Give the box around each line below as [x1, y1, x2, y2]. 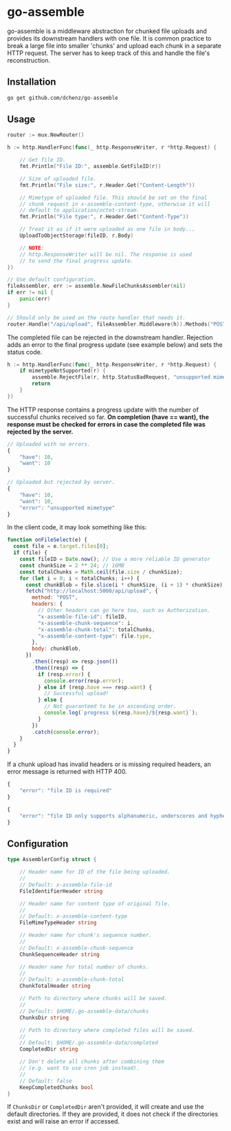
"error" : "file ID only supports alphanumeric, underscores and [19, 812, 208, 819]
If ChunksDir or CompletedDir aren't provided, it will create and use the [7, 1103, 204, 1111]
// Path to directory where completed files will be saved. [19, 1026, 195, 1033]
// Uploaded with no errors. [7, 441, 91, 447]
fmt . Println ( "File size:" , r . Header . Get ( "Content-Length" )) [19, 182, 195, 189]
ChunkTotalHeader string [19, 982, 91, 990]
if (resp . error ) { [37, 670, 91, 678]
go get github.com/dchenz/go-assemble [7, 94, 118, 101]
